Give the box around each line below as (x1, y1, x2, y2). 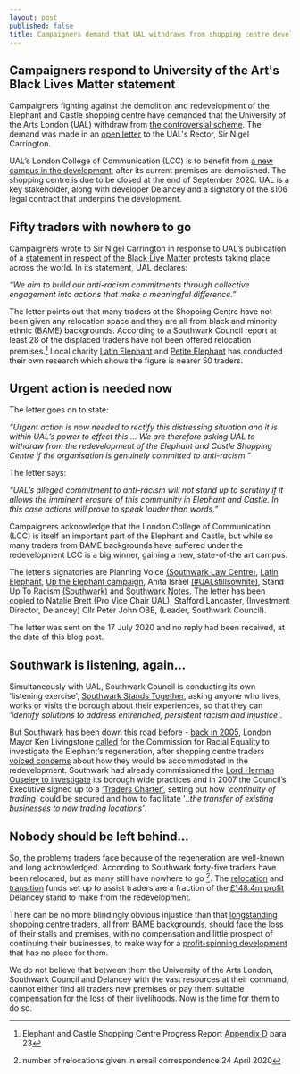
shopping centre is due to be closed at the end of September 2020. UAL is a (9, 175, 290, 186)
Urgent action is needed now (9, 381, 172, 396)
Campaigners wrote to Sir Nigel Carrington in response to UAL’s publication (9, 243, 287, 254)
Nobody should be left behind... (9, 828, 189, 844)
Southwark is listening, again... (9, 657, 187, 672)
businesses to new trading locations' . (9, 803, 147, 813)
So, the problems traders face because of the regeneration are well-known (9, 853, 285, 863)
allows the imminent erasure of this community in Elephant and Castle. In (9, 495, 279, 505)
